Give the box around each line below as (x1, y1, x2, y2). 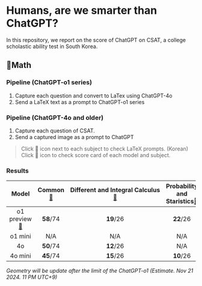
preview (9, 215, 32, 223)
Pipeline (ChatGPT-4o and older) (6, 113, 104, 122)
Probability (165, 182, 198, 190)
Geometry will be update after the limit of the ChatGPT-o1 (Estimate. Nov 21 (6, 267, 194, 275)
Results (6, 166, 29, 175)
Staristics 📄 (165, 197, 198, 205)
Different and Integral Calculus (70, 186, 161, 194)
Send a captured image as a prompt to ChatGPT (14, 133, 134, 140)
